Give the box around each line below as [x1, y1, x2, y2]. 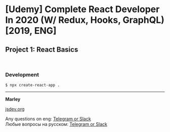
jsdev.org [5, 106, 25, 112]
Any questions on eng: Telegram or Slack [5, 116, 91, 122]
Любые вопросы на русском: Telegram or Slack [5, 121, 108, 127]
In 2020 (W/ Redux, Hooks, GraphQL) [5, 14, 164, 26]
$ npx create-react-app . [5, 82, 60, 88]
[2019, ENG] [5, 25, 57, 36]
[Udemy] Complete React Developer [5, 4, 160, 15]
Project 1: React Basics [5, 45, 78, 54]
